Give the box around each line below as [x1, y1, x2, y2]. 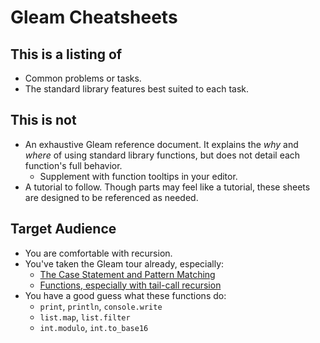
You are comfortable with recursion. [24, 247, 173, 259]
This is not [10, 112, 77, 129]
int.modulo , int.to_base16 [39, 321, 149, 333]
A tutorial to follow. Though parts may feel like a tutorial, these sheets [24, 181, 311, 193]
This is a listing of [10, 46, 123, 63]
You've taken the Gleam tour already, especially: [24, 257, 225, 270]
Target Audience [10, 221, 117, 238]
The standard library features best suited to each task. [24, 83, 250, 95]
